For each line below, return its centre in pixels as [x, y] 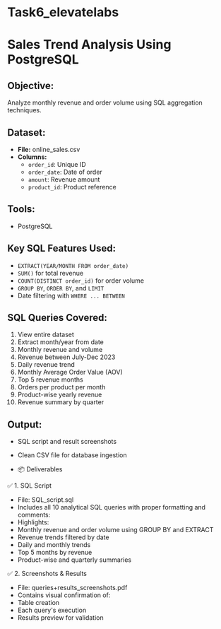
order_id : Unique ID [57, 164]
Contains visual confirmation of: [64, 595]
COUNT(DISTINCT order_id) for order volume [81, 281]
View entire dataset [46, 335]
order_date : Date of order [65, 172]
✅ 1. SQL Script [29, 486]
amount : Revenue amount [64, 180]
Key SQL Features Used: [62, 248]
